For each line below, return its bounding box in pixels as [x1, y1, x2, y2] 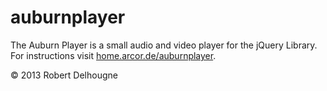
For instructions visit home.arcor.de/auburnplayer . [10, 49, 217, 61]
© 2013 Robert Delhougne [10, 69, 118, 81]
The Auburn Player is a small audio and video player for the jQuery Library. [10, 39, 318, 51]
